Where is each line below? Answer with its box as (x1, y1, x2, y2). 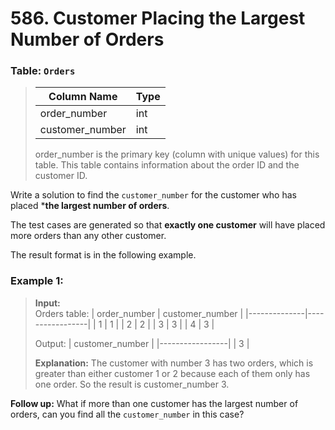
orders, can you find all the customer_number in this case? (10, 408, 245, 420)
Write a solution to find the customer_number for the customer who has (10, 189, 297, 201)
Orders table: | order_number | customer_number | (34, 307, 244, 319)
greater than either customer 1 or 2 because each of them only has (34, 367, 311, 379)
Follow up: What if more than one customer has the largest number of (10, 397, 299, 409)
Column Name (48, 90, 118, 104)
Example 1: (10, 274, 64, 288)
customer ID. (34, 170, 88, 182)
